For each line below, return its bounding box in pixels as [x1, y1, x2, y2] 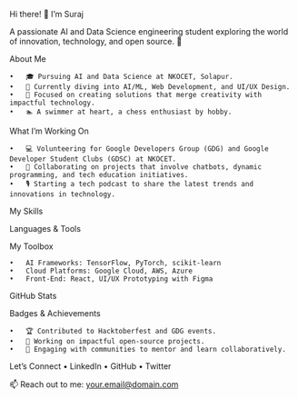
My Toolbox [9, 241, 54, 252]
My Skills [9, 205, 44, 216]
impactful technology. [9, 98, 95, 107]
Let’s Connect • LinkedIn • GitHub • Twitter [9, 361, 172, 372]
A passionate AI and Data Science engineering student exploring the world [9, 26, 289, 36]
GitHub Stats [9, 291, 57, 301]
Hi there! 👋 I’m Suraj [9, 9, 84, 19]
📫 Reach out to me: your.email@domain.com [9, 379, 179, 390]
